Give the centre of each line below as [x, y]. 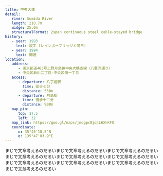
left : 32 [27, 118]
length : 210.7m [27, 23]
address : [20, 64]
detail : [13, 14]
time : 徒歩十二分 [38, 100]
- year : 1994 [25, 50]
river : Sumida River [32, 18]
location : [15, 59]
